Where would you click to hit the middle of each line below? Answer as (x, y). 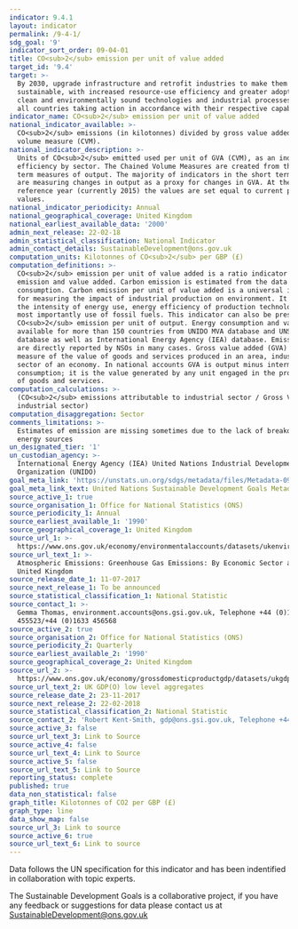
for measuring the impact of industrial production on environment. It (153, 299)
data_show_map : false (49, 819)
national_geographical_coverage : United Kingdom (101, 216)
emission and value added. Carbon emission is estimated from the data (153, 282)
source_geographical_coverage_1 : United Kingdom (101, 530)
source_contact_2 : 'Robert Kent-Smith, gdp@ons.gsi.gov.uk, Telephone (142, 720)
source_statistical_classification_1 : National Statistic (118, 597)
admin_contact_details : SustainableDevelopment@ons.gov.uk (121, 249)
